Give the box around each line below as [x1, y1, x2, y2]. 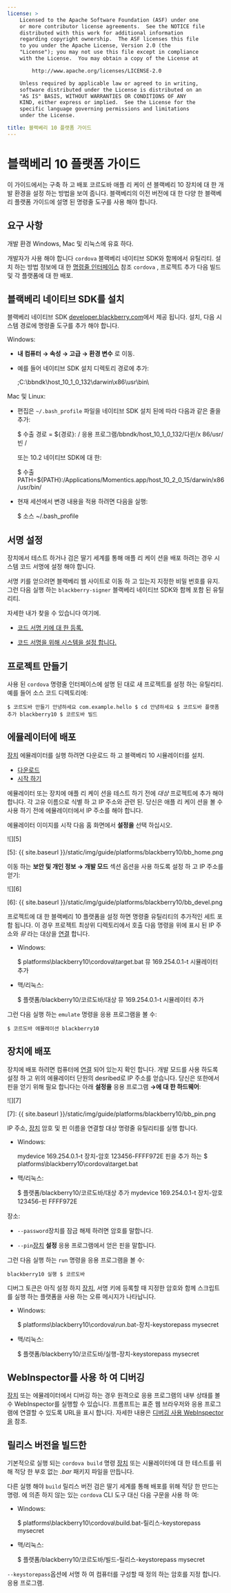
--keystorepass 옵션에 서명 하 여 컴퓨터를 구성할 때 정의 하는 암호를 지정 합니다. [7, 1570, 221, 1579]
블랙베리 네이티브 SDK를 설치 [7, 293, 125, 305]
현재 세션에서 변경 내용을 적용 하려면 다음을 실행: [17, 497, 148, 505]
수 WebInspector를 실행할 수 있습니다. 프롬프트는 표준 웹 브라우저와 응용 [7, 1400, 203, 1408]
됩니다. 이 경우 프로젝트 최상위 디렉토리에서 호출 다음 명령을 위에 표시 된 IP [14, 921, 215, 929]
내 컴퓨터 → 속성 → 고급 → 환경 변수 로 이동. [17, 350, 135, 358]
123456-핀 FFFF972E [17, 1197, 78, 1205]
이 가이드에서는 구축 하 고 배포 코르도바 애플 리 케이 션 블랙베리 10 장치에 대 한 [7, 180, 217, 188]
